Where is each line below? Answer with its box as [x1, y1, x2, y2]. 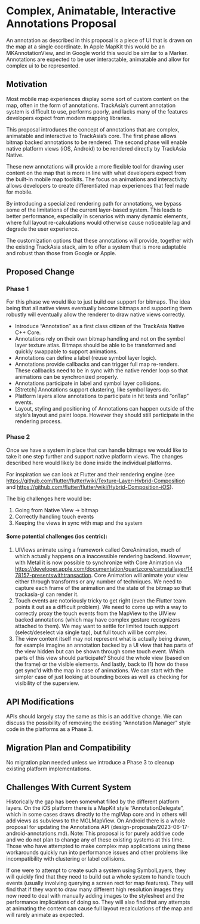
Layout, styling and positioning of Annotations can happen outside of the [14, 405, 194, 412]
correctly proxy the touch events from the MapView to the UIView [14, 610, 176, 617]
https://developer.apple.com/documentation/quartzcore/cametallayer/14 [14, 565, 193, 572]
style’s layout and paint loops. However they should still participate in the [14, 411, 195, 419]
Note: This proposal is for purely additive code [70, 830, 184, 837]
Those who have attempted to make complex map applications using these [6, 843, 191, 850]
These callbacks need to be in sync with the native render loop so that [14, 367, 188, 374]
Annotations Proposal [6, 17, 116, 30]
